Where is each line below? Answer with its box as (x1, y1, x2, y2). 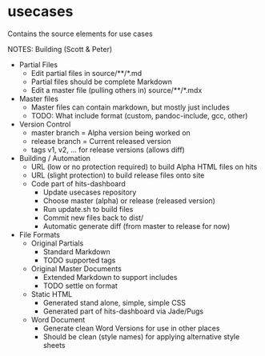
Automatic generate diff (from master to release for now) (42, 221, 231, 230)
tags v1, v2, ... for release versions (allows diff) (30, 145, 185, 154)
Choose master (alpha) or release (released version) (42, 195, 215, 206)
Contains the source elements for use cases (7, 29, 153, 38)
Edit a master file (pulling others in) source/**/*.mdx (30, 85, 203, 94)
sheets (42, 340, 66, 350)
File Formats (18, 230, 61, 239)
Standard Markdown (42, 246, 110, 256)
